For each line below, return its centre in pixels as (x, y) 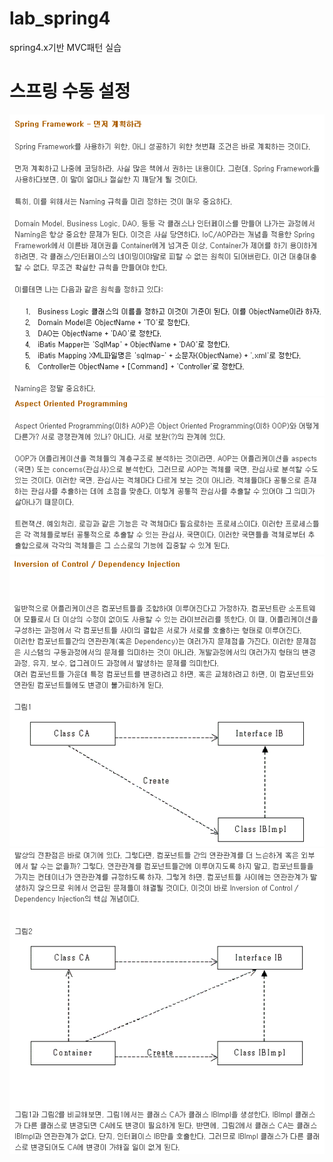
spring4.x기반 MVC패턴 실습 (65, 47)
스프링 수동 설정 (70, 91)
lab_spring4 (60, 18)
